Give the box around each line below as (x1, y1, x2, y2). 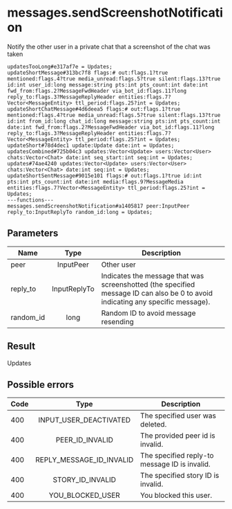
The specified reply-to (140, 451, 214, 461)
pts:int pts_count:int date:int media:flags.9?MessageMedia (7, 178, 184, 185)
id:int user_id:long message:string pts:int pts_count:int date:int (7, 81, 209, 88)
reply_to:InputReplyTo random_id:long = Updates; (7, 208, 153, 215)
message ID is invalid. (140, 459, 211, 469)
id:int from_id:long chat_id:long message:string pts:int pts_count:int (7, 118, 221, 125)
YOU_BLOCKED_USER (48, 490, 121, 500)
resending (101, 316, 135, 326)
